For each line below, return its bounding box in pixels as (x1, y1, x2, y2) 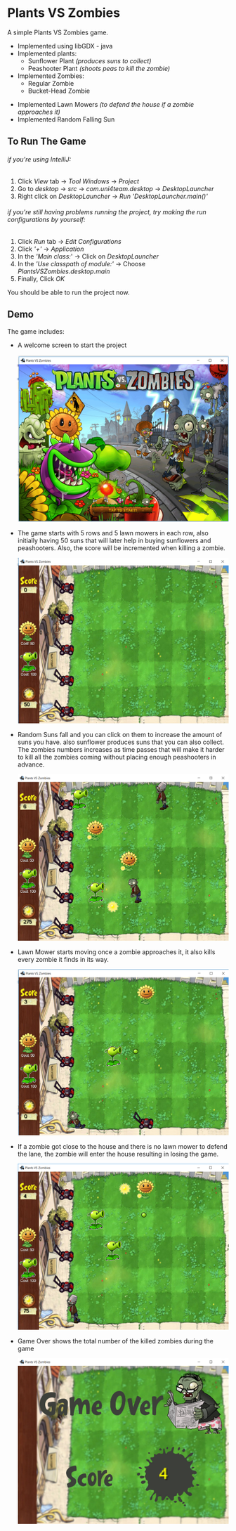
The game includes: (7, 327, 65, 335)
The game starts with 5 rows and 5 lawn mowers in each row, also (17, 529, 209, 538)
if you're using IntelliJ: (7, 155, 72, 163)
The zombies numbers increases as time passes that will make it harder (17, 745, 225, 753)
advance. (17, 760, 45, 769)
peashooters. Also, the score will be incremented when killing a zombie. (17, 544, 226, 552)
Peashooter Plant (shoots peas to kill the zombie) (27, 64, 171, 72)
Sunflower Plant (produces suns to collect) (27, 56, 152, 65)
